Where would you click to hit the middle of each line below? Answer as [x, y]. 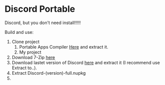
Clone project [26, 42]
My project [30, 52]
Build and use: [19, 32]
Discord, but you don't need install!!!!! [43, 23]
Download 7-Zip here [33, 57]
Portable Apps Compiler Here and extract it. [64, 47]
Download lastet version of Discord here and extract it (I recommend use [86, 62]
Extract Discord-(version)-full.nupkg [49, 73]
